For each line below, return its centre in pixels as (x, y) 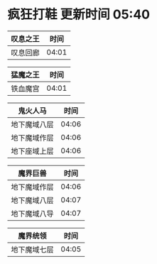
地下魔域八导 (33, 214)
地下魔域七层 (33, 249)
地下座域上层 (33, 151)
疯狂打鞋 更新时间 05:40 (79, 15)
